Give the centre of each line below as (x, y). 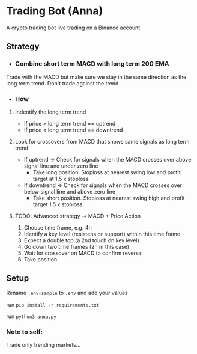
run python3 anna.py (32, 316)
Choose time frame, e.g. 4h (58, 227)
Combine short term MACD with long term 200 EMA (92, 64)
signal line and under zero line (61, 166)
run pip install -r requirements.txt (53, 304)
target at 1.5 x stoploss (61, 179)
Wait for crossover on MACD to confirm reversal (83, 253)
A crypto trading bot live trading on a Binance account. (74, 28)
